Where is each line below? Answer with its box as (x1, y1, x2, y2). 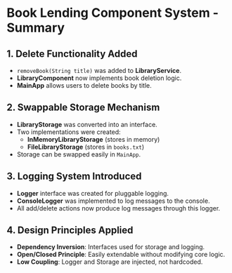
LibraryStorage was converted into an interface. (16, 120, 157, 128)
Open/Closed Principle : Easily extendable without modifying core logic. (16, 251, 226, 259)
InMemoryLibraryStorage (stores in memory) (27, 135, 160, 143)
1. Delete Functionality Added (6, 48, 138, 60)
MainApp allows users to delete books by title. (16, 81, 152, 89)
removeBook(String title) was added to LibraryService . (16, 67, 182, 74)
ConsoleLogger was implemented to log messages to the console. (16, 197, 210, 205)
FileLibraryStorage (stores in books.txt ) (27, 142, 145, 151)
